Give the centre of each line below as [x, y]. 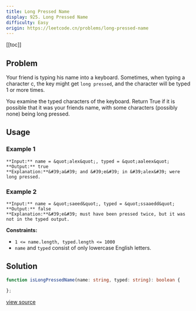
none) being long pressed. [38, 114]
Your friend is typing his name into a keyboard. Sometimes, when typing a [96, 78]
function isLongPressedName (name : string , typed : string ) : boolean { [93, 280]
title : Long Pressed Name [38, 11]
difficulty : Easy [27, 22]
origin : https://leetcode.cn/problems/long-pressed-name [77, 28]
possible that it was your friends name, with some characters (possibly [92, 108]
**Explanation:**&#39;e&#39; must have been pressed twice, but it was [96, 214]
